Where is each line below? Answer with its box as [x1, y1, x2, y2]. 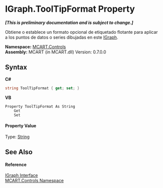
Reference [5, 162, 27, 167]
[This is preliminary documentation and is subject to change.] [5, 20, 133, 25]
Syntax [5, 63, 27, 71]
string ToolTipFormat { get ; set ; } [5, 86, 80, 91]
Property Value [5, 123, 37, 129]
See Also [5, 148, 33, 156]
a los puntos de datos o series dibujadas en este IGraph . [5, 34, 119, 40]
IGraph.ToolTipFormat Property [5, 3, 135, 15]
